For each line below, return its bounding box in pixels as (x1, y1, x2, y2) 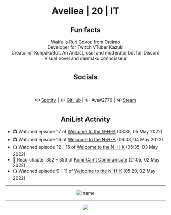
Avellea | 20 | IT (51, 5, 120, 17)
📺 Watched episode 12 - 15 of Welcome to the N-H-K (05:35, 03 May (12, 144, 158, 150)
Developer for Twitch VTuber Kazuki (47, 44, 124, 50)
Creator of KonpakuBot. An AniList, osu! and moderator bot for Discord (11, 50, 160, 56)
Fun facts (70, 25, 101, 34)
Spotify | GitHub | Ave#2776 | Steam (41, 97, 136, 103)
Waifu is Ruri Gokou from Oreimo (50, 39, 121, 45)
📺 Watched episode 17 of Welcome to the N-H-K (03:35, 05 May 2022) (12, 129, 163, 135)
